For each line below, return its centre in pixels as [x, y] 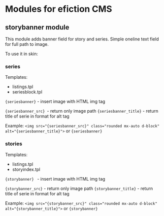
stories [14, 144]
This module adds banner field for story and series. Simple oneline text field [82, 39]
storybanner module [37, 27]
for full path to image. [27, 44]
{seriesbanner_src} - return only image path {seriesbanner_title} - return [82, 111]
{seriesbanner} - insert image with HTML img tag [55, 101]
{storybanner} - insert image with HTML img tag [55, 179]
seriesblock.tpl [27, 92]
